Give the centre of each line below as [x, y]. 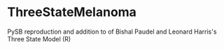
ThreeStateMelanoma [72, 12]
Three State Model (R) [39, 38]
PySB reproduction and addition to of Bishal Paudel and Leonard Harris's [112, 31]
